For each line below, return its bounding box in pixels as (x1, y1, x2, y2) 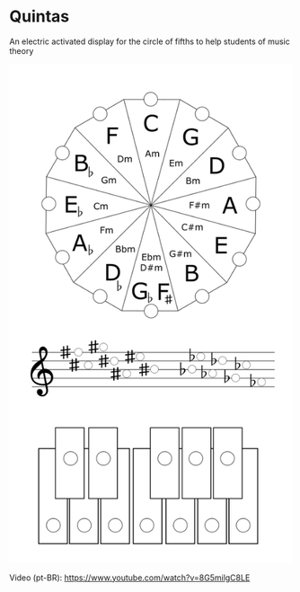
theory (9, 45, 34, 56)
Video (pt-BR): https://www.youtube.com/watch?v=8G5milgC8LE (9, 572, 251, 583)
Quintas (9, 6, 70, 27)
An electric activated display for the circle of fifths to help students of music (9, 36, 290, 47)
